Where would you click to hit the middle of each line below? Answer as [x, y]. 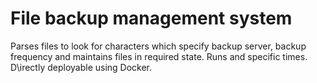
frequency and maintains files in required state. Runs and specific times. [159, 56]
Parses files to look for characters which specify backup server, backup [158, 46]
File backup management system [151, 18]
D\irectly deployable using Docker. [81, 67]
